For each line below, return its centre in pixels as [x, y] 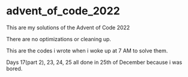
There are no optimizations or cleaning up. [59, 39]
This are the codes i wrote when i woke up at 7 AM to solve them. [87, 50]
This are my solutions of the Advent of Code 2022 [68, 27]
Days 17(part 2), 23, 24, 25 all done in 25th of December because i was [94, 62]
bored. [14, 68]
